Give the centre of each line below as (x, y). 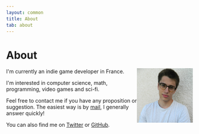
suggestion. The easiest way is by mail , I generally (68, 107)
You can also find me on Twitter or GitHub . (58, 125)
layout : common (25, 12)
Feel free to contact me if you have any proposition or (72, 101)
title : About (22, 19)
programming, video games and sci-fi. (53, 90)
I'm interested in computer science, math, (57, 83)
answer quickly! (25, 113)
